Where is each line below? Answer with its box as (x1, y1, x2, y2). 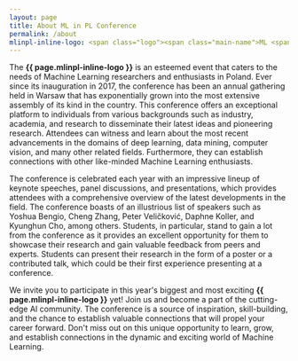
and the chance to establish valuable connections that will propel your (9, 313, 265, 324)
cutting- (247, 294, 278, 305)
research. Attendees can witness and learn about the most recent (9, 128, 249, 138)
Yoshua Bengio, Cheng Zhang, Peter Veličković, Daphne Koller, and (9, 211, 255, 222)
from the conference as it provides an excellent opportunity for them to (9, 230, 269, 240)
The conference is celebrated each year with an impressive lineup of (9, 174, 260, 184)
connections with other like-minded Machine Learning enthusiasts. (9, 156, 254, 167)
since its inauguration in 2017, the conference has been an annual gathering (9, 81, 286, 91)
